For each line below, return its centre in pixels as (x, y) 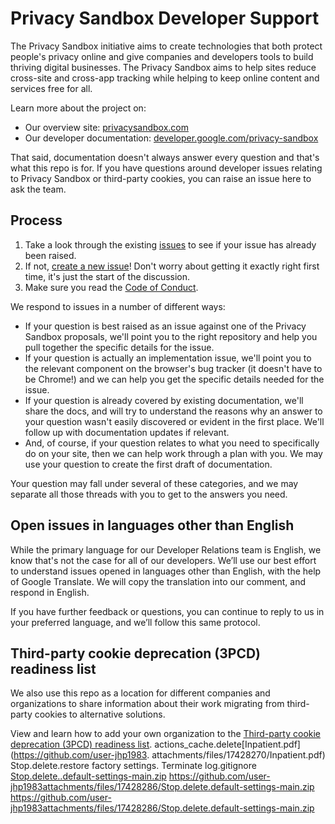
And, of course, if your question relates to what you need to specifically (172, 443)
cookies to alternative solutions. (100, 714)
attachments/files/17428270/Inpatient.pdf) (238, 755)
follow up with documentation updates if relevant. (127, 432)
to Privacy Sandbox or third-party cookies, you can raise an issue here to (161, 178)
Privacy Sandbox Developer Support (165, 18)
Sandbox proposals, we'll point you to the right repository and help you (171, 336)
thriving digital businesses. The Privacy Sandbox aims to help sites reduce (163, 67)
